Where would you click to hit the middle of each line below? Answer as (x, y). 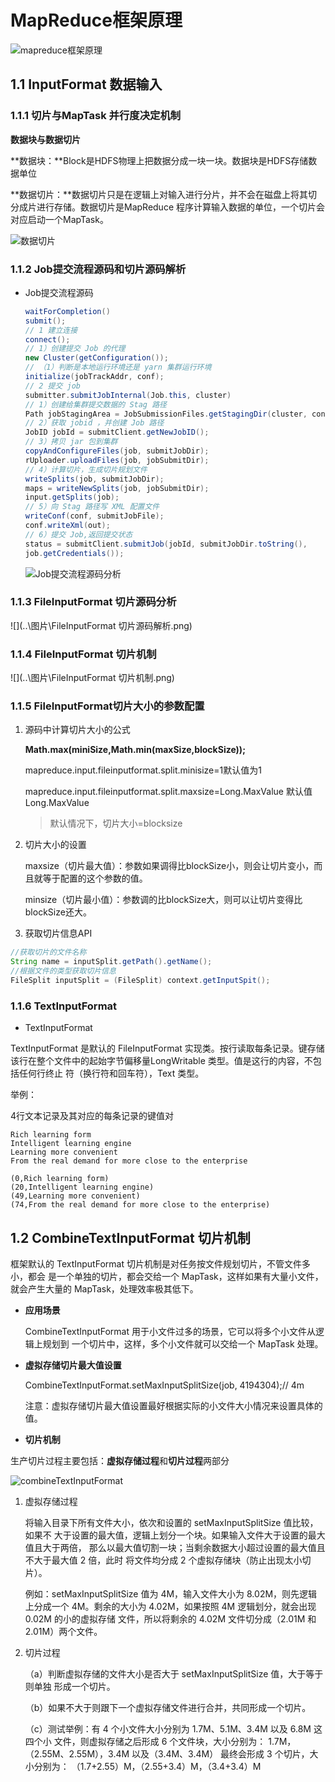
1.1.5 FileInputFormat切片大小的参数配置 (107, 706)
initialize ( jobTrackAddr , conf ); (94, 377)
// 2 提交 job (53, 386)
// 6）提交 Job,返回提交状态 (78, 534)
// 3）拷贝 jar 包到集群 (71, 442)
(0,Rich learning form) (60, 1179)
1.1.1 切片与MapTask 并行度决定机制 (96, 116)
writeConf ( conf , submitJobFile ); (94, 516)
